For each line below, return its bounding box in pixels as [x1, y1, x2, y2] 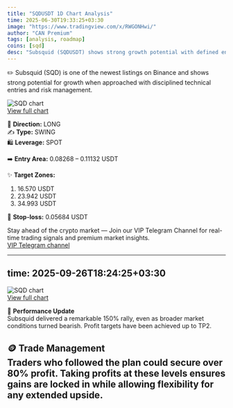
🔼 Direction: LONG [7, 119, 61, 128]
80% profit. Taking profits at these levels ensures [7, 368, 226, 380]
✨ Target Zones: [7, 171, 55, 179]
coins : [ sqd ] [7, 42, 45, 49]
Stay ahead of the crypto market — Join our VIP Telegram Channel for [7, 226, 208, 235]
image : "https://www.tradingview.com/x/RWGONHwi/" [7, 23, 157, 30]
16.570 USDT [17, 185, 55, 193]
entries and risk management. [7, 85, 93, 94]
